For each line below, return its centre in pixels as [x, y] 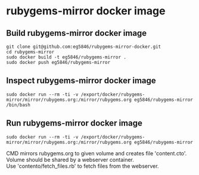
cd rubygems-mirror [30, 52]
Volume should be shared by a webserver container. [70, 159]
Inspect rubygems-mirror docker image [81, 81]
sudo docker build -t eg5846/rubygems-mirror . [66, 57]
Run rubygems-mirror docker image [74, 123]
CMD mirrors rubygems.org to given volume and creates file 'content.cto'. [97, 153]
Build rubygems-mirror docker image [77, 33]
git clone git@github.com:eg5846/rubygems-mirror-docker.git [84, 47]
